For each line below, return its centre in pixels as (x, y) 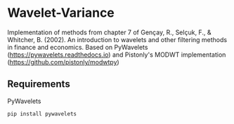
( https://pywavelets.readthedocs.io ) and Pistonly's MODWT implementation (117, 55)
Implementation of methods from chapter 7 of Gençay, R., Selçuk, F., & (109, 32)
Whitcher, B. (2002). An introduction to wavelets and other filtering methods (117, 39)
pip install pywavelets (42, 113)
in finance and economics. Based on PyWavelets (78, 47)
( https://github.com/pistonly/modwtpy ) (63, 62)
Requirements (39, 84)
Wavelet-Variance (61, 13)
